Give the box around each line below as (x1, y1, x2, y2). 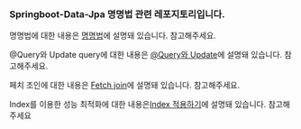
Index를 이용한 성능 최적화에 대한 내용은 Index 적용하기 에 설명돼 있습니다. (9, 99, 267, 110)
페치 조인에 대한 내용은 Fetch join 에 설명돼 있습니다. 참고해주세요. (9, 79, 241, 91)
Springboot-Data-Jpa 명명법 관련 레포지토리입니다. (9, 7, 225, 20)
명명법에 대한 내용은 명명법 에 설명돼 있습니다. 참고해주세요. (9, 30, 216, 41)
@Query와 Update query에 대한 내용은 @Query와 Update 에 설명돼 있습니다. (9, 50, 283, 60)
